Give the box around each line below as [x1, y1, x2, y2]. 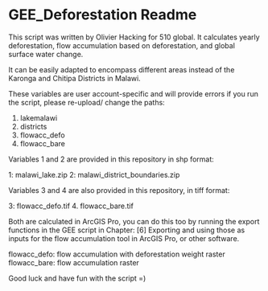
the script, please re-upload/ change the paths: [8, 97, 165, 107]
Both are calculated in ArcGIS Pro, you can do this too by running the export [8, 216, 260, 226]
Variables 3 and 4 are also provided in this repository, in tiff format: [8, 185, 230, 195]
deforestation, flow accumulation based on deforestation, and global [8, 40, 236, 50]
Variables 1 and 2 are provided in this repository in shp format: [8, 154, 215, 164]
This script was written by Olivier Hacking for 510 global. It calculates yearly [8, 32, 260, 42]
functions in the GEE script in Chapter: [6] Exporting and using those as [8, 225, 245, 235]
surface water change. [8, 49, 84, 59]
